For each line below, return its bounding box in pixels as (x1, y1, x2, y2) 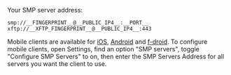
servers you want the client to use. (7, 60, 107, 68)
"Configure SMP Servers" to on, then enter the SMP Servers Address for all (7, 52, 225, 60)
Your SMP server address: (7, 6, 83, 14)
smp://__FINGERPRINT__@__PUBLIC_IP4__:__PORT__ (7, 19, 149, 26)
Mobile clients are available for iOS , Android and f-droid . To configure (7, 37, 208, 46)
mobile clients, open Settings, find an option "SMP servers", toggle (7, 45, 199, 53)
